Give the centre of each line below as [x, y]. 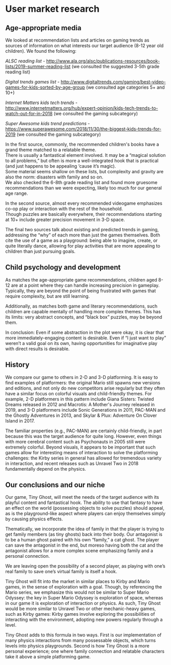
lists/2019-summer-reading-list [38, 66]
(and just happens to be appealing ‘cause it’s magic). [61, 166]
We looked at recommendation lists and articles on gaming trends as [77, 40]
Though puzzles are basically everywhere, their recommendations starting [83, 214]
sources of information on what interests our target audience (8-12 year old [84, 46]
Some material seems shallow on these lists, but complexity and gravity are [84, 172]
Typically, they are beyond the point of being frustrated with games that [81, 291]
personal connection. [28, 556]
